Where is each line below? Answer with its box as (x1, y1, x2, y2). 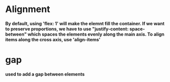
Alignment (5, 4, 51, 15)
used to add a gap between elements (5, 71, 85, 77)
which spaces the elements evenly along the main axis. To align (27, 31, 165, 37)
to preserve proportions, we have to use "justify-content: (5, 26, 129, 32)
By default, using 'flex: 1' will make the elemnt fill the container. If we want (5, 20, 165, 26)
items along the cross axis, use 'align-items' (5, 36, 100, 42)
